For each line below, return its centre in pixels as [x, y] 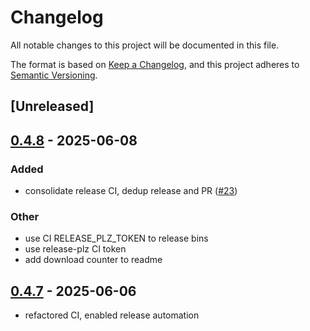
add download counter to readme [93, 260]
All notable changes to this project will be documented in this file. [145, 45]
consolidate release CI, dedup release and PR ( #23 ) [131, 191]
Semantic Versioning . [54, 75]
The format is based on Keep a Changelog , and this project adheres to [155, 64]
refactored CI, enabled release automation [112, 315]
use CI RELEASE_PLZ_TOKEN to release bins [116, 238]
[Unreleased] [52, 106]
